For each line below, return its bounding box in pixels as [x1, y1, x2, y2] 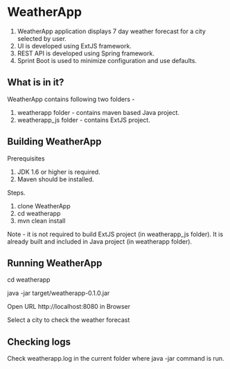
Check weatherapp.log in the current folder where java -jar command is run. [7, 354, 224, 363]
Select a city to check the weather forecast [7, 316, 130, 324]
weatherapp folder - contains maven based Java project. [17, 108, 180, 116]
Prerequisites [7, 154, 45, 163]
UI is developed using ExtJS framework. [17, 42, 132, 50]
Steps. [7, 188, 26, 197]
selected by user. [17, 34, 67, 42]
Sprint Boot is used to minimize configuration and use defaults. [17, 56, 197, 64]
